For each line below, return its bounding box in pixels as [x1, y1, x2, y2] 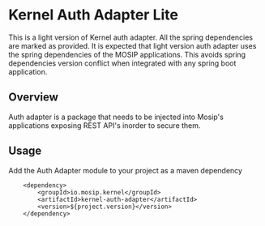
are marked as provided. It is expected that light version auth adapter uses [8, 41, 257, 50]
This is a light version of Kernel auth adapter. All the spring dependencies [8, 32, 254, 42]
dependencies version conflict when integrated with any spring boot [8, 58, 237, 68]
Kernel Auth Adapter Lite [8, 6, 178, 24]
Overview [8, 91, 59, 104]
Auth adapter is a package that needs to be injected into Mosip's [8, 112, 224, 122]
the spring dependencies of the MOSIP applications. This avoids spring [8, 49, 246, 59]
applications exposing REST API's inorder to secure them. [8, 120, 201, 130]
